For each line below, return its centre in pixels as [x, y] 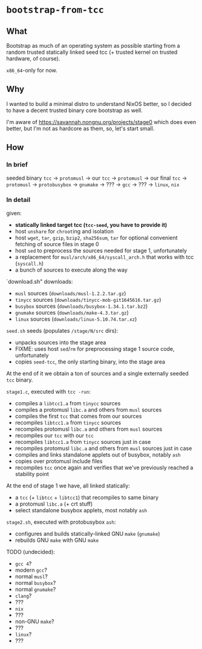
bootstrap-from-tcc [55, 10]
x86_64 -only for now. [32, 70]
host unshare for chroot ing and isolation [64, 231]
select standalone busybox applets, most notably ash [81, 510]
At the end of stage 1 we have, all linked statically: [68, 486]
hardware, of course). [33, 58]
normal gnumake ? [35, 589]
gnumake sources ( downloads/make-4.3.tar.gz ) [72, 312]
